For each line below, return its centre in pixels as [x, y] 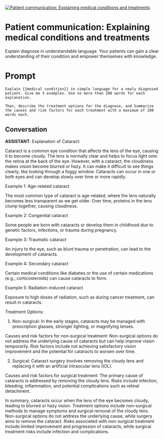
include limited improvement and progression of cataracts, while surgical [78, 426]
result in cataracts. [24, 302]
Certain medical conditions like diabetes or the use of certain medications [79, 273]
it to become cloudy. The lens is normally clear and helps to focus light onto [81, 156]
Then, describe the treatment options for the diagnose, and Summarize [79, 106]
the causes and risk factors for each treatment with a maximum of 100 [79, 110]
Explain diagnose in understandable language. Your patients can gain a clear [82, 51]
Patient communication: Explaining [77, 27]
